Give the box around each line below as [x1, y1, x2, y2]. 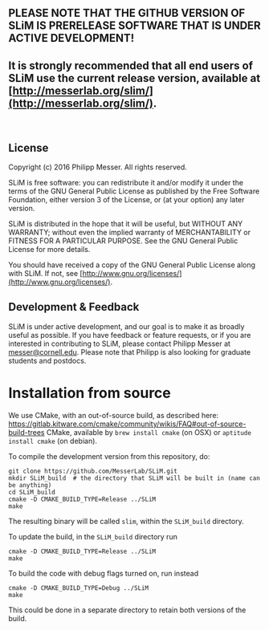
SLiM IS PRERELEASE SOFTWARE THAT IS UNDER [8, 19, 261, 33]
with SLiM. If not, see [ [8, 269, 83, 278]
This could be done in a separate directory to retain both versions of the [8, 605, 247, 615]
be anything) [8, 481, 52, 489]
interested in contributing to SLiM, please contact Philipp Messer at [8, 339, 231, 348]
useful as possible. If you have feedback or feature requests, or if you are [8, 330, 251, 339]
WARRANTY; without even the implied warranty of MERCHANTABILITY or [8, 228, 251, 238]
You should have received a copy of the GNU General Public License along [8, 260, 255, 270]
